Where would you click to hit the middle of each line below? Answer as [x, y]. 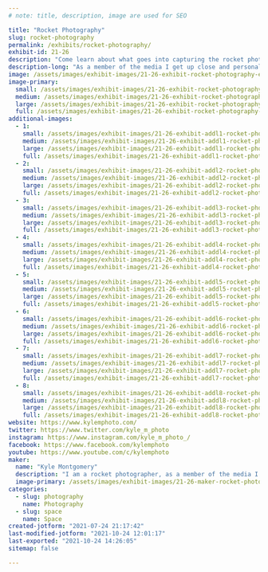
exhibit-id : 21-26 [39, 53]
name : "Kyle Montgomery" [57, 467]
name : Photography [53, 504]
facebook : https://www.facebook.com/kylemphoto [89, 445]
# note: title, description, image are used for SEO [98, 16]
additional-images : [41, 119]
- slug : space [39, 511]
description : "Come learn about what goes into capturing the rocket [126, 60]
